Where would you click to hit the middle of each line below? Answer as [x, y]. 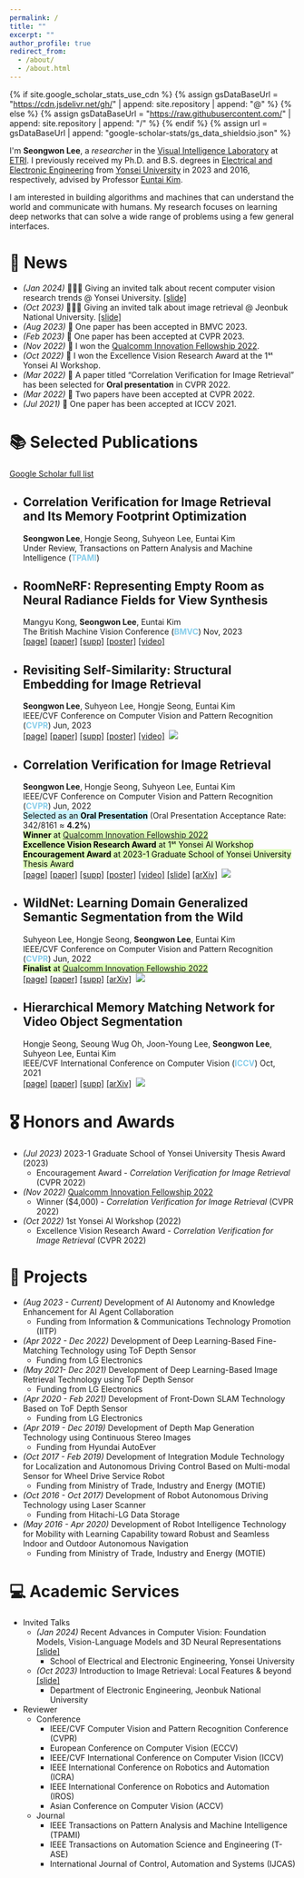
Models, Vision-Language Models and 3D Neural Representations [158, 1642]
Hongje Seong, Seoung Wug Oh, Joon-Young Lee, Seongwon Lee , [147, 1043]
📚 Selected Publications [104, 442]
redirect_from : [38, 52]
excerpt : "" [32, 35]
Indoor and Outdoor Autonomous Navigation [105, 1543]
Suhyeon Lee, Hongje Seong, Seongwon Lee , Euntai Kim [129, 939]
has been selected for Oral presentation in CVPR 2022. [127, 384]
